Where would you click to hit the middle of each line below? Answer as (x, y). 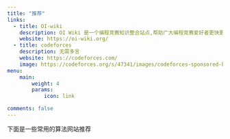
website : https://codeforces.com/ (68, 58)
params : (42, 90)
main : (27, 77)
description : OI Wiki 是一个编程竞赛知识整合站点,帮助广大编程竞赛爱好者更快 (119, 33)
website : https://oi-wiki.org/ (64, 39)
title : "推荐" (26, 13)
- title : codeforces (42, 45)
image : (29, 64)
